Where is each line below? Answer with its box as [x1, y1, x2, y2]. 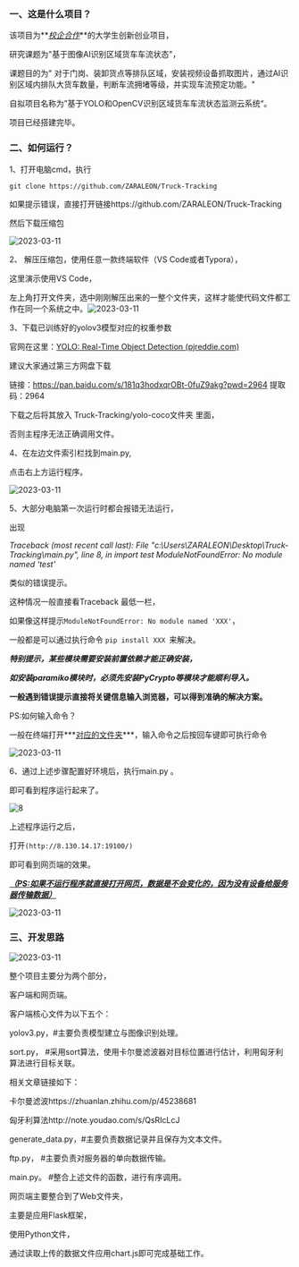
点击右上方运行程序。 [9, 466, 87, 477]
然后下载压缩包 [9, 217, 64, 228]
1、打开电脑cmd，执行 [9, 164, 92, 174]
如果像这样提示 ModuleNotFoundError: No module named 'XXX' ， [9, 615, 240, 625]
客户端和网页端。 [9, 989, 72, 999]
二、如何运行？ [9, 141, 74, 154]
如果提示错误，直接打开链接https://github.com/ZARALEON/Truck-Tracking [9, 199, 283, 209]
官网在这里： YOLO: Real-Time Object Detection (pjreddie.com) [9, 341, 240, 352]
